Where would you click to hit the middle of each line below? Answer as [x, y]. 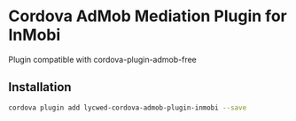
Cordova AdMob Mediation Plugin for [148, 16]
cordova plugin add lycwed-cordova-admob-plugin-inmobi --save [128, 108]
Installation [40, 87]
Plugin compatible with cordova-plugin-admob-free [102, 59]
